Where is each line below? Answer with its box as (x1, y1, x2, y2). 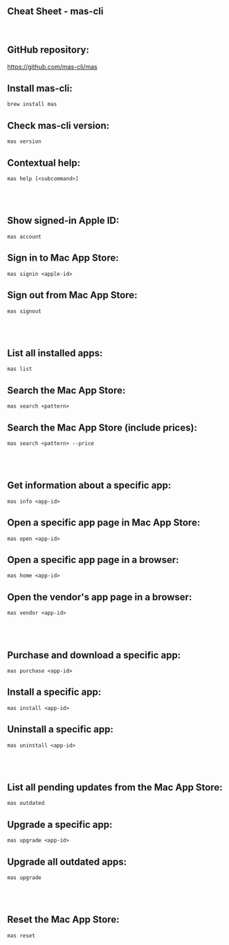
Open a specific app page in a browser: (7, 554, 179, 566)
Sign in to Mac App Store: (7, 252, 119, 264)
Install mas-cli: (7, 83, 73, 94)
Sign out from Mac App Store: (7, 289, 138, 301)
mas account (7, 233, 42, 240)
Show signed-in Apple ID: (7, 215, 120, 227)
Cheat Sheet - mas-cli (7, 6, 104, 17)
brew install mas (7, 101, 57, 108)
